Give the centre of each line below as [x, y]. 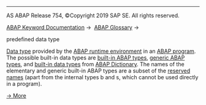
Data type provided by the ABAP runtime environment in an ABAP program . [101, 51]
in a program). [24, 84]
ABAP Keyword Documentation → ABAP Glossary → [73, 27]
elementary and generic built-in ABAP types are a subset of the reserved [98, 71]
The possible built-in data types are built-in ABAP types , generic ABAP [96, 58]
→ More [16, 95]
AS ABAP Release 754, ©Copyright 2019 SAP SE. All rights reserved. [93, 15]
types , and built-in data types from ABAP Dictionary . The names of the [96, 64]
